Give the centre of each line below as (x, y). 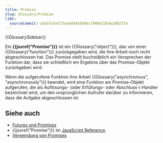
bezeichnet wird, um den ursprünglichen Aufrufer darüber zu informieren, (79, 93)
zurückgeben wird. (24, 68)
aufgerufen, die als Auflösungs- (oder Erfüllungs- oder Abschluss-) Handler (81, 87)
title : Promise (21, 10)
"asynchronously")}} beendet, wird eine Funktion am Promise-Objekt (75, 82)
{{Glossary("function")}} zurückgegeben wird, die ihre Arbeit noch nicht (78, 52)
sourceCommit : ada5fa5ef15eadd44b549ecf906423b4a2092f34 (69, 23)
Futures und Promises (34, 125)
